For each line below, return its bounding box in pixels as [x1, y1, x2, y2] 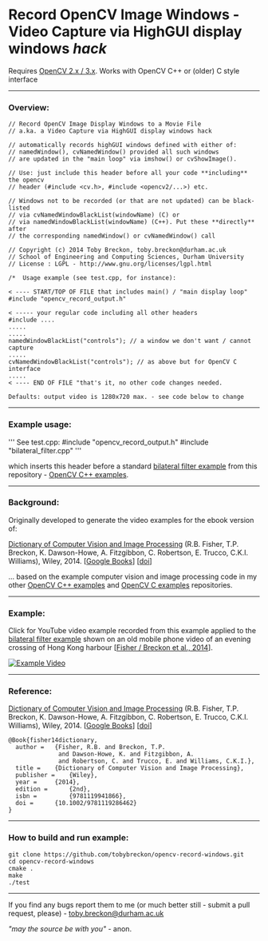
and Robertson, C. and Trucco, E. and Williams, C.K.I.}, [58, 757, 255, 765]
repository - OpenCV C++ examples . [8, 469, 129, 479]
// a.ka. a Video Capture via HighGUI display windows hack [8, 127, 213, 135]
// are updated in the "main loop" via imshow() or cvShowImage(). [8, 155, 238, 163]
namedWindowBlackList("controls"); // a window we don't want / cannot [8, 337, 251, 345]
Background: [8, 497, 60, 508]
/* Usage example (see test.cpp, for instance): [8, 274, 177, 282]
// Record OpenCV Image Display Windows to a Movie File [8, 120, 202, 129]
